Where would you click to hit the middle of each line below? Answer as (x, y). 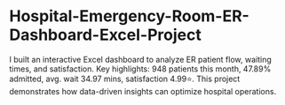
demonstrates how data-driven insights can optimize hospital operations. (143, 91)
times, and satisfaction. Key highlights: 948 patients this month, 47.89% (140, 69)
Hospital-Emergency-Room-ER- (130, 16)
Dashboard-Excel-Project (105, 35)
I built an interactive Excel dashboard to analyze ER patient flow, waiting (141, 59)
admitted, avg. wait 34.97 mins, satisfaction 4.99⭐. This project (125, 79)
